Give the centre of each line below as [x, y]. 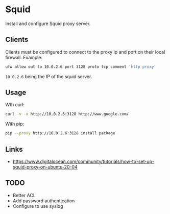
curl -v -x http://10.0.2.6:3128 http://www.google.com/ [67, 114]
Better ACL [24, 195]
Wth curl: [15, 105]
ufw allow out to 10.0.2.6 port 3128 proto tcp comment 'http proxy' [81, 67]
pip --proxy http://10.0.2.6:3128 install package [60, 133]
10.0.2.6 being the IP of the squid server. [49, 76]
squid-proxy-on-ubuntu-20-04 [45, 167]
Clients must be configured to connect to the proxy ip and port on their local [85, 52]
